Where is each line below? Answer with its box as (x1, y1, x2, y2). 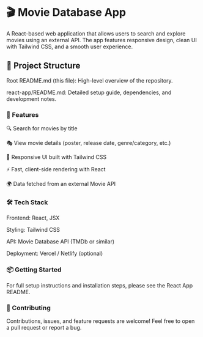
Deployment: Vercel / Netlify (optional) (6, 250, 103, 257)
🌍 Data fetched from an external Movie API (6, 180, 116, 188)
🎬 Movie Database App (6, 6, 127, 20)
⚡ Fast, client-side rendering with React (6, 166, 106, 173)
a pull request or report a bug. (6, 324, 82, 331)
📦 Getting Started (6, 265, 62, 274)
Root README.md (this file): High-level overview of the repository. (6, 76, 173, 84)
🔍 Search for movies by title (6, 125, 78, 132)
